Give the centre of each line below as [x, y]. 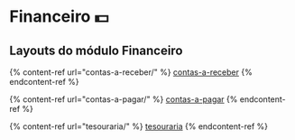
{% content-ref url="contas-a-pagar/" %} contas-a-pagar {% [124, 99]
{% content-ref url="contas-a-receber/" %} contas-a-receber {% [131, 72]
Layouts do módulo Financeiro [96, 50]
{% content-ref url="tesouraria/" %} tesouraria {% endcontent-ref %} [139, 126]
